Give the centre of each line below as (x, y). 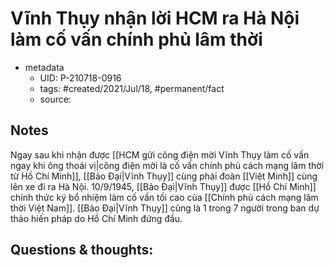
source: (55, 99)
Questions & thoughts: (82, 250)
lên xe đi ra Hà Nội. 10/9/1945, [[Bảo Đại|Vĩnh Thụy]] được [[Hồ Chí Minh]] (163, 186)
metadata (44, 67)
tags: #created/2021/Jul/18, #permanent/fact (132, 88)
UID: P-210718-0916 (80, 78)
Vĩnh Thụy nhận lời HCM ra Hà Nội (155, 18)
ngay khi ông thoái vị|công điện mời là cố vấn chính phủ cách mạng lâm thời (167, 165)
